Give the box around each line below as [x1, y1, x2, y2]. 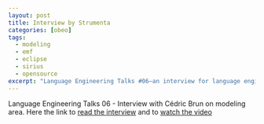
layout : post [8, 11, 51, 20]
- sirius [15, 63, 44, 71]
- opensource [15, 70, 58, 78]
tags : [8, 33, 26, 42]
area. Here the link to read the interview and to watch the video [8, 107, 212, 116]
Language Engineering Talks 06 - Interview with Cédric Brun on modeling [8, 99, 246, 108]
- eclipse [15, 56, 47, 64]
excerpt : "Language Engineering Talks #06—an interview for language [8, 77, 241, 85]
